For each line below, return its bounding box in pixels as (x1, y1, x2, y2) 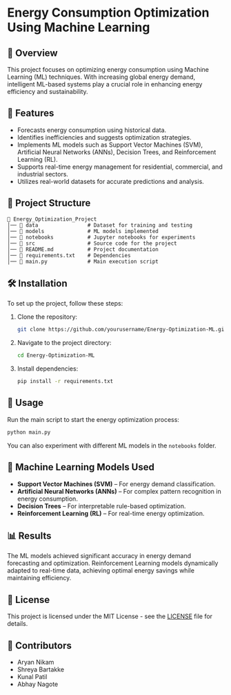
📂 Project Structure (7, 197, 91, 209)
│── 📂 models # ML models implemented (7, 228, 159, 234)
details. (7, 620, 28, 628)
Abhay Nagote (17, 680, 59, 688)
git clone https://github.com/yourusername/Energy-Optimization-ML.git (17, 326, 228, 333)
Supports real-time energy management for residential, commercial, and (17, 163, 223, 171)
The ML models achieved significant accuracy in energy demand (7, 552, 192, 560)
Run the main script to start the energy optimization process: (7, 415, 179, 423)
